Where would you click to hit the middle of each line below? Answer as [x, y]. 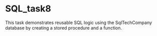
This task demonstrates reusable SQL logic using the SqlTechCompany [78, 22]
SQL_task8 [28, 9]
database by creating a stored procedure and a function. [63, 27]
